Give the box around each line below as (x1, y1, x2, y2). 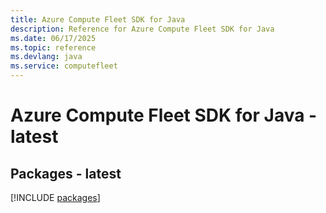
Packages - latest (10, 165, 122, 182)
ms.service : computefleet (10, 61, 118, 71)
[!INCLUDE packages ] (10, 192, 101, 203)
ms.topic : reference (10, 42, 97, 53)
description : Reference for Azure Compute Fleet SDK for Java (10, 24, 275, 34)
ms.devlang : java (10, 52, 83, 62)
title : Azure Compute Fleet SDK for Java (10, 14, 186, 25)
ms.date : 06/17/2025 (10, 33, 97, 43)
